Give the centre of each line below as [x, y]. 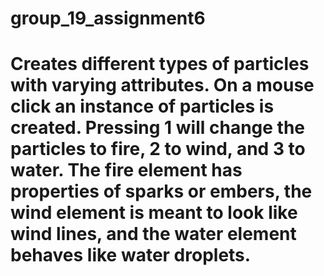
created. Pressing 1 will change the [158, 128]
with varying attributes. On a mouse [162, 85]
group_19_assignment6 [108, 18]
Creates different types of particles [160, 64]
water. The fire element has [126, 170]
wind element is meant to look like [154, 213]
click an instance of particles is [142, 106]
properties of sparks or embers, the [161, 191]
